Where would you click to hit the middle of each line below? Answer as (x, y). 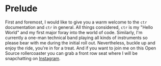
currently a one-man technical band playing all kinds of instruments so (77, 38)
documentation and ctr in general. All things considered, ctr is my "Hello (79, 27)
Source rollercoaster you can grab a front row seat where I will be (71, 53)
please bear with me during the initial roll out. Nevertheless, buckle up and (80, 43)
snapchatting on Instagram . (33, 58)
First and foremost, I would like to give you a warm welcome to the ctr (76, 22)
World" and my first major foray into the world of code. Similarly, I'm (74, 32)
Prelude (21, 9)
